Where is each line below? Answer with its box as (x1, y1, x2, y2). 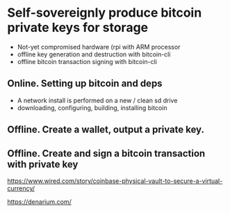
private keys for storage (7, 19, 149, 35)
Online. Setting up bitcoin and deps (7, 78, 163, 90)
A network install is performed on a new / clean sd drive (17, 96, 178, 104)
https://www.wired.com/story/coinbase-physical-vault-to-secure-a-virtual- (7, 176, 223, 185)
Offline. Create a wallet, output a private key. (7, 124, 205, 136)
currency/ (7, 184, 35, 192)
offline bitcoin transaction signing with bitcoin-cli (17, 57, 158, 65)
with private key (7, 158, 79, 170)
